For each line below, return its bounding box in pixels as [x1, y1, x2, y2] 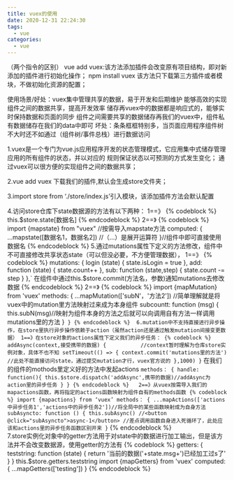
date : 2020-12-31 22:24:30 [7, 17, 86, 24]
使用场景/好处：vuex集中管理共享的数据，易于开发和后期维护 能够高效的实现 [7, 95, 227, 103]
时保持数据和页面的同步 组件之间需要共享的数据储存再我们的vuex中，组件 [7, 112, 219, 121]
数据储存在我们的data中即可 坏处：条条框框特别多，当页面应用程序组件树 [13, 122, 224, 129]
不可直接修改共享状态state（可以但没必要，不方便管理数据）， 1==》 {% [7, 251, 213, 259]
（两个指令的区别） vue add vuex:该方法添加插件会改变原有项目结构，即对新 [7, 63, 227, 71]
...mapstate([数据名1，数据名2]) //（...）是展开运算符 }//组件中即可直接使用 [7, 233, 222, 241]
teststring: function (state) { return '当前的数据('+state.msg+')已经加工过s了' [7, 449, 226, 458]
